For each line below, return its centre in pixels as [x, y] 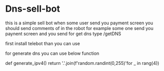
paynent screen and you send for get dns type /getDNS [63, 33]
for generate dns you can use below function [52, 53]
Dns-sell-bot [33, 9]
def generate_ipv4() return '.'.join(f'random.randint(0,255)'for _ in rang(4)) [82, 63]
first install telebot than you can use [43, 43]
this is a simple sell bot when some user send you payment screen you [79, 23]
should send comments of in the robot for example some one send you [79, 28]
